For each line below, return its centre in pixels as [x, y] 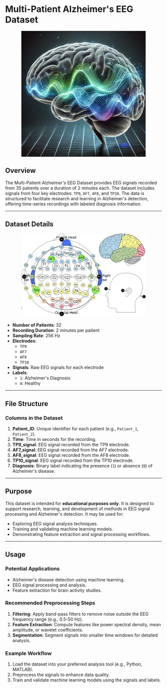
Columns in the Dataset [34, 418]
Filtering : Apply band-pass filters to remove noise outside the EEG [81, 614]
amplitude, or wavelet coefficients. [48, 630]
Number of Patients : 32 [37, 325]
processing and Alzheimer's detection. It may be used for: [65, 514]
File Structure [27, 404]
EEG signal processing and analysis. [49, 585]
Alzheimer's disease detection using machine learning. [69, 579]
